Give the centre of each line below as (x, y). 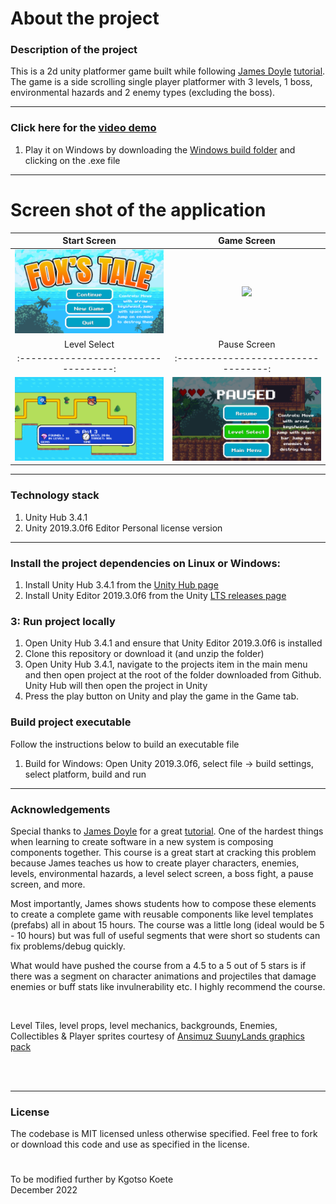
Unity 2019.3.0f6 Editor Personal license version (123, 528)
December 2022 (44, 1190)
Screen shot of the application (138, 209)
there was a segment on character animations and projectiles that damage (163, 976)
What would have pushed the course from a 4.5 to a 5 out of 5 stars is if (158, 965)
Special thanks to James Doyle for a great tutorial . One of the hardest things (167, 831)
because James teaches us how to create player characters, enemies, (155, 863)
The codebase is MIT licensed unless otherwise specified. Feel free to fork (164, 1134)
